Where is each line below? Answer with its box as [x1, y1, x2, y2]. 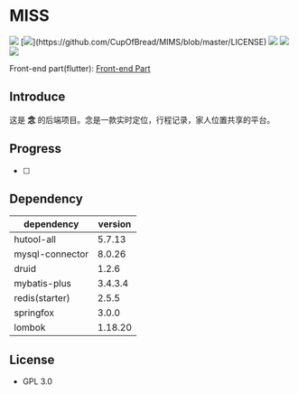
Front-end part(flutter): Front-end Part [9, 62, 151, 73]
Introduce [9, 89, 66, 105]
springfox [14, 306, 54, 319]
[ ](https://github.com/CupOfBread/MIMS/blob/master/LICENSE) [20, 36, 267, 47]
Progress [9, 141, 61, 156]
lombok [14, 322, 46, 334]
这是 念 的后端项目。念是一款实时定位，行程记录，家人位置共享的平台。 [9, 114, 275, 125]
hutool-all [14, 233, 57, 246]
